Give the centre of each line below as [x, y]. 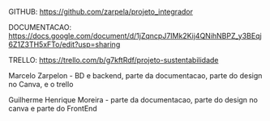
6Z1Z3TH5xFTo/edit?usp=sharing [64, 44]
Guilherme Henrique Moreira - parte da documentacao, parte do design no [133, 100]
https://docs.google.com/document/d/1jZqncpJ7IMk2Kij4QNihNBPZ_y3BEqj [135, 36]
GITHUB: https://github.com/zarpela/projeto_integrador [101, 12]
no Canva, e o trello [41, 84]
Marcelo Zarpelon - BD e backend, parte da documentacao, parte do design [135, 75]
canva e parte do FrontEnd [53, 108]
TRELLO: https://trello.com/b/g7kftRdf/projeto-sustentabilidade [114, 60]
